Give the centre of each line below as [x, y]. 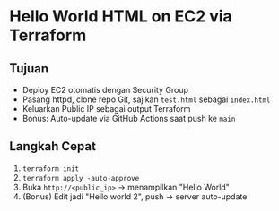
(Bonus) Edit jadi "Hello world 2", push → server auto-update [135, 196]
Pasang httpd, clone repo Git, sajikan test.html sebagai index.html [146, 99]
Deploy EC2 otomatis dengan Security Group [105, 90]
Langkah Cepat [53, 146]
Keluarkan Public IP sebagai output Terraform [106, 109]
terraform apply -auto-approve [81, 178]
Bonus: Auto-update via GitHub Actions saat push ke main [129, 118]
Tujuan [29, 68]
